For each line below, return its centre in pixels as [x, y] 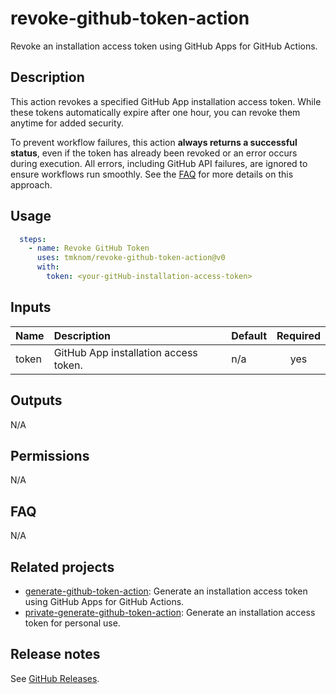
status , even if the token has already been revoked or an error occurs [154, 153]
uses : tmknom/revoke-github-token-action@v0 [131, 258]
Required [298, 335]
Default [249, 335]
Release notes [55, 654]
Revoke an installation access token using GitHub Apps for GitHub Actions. [164, 46]
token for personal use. [72, 623]
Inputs [31, 307]
